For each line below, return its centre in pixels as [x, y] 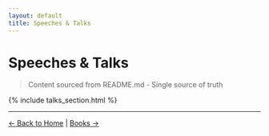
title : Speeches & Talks [50, 23]
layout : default [35, 16]
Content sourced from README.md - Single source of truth [125, 85]
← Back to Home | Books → [54, 123]
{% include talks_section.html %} [63, 100]
